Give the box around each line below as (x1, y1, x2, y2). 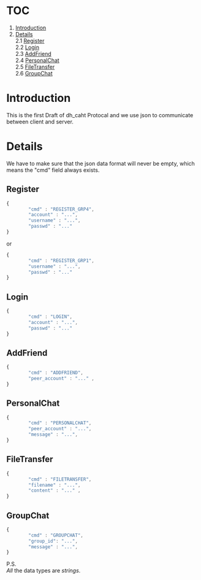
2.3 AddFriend (15, 50, 52, 57)
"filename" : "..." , (28, 482, 81, 488)
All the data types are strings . (6, 567, 81, 574)
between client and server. (6, 118, 74, 125)
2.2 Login (15, 44, 40, 51)
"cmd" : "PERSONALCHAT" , (28, 420, 92, 427)
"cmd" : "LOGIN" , (28, 314, 72, 320)
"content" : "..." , (28, 487, 81, 494)
